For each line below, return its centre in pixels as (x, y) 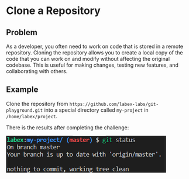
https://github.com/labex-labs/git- (114, 104)
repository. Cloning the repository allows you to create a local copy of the (94, 53)
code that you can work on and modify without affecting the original (88, 59)
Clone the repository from (37, 104)
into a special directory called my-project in (97, 110)
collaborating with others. (37, 71)
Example (22, 90)
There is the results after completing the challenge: (68, 128)
